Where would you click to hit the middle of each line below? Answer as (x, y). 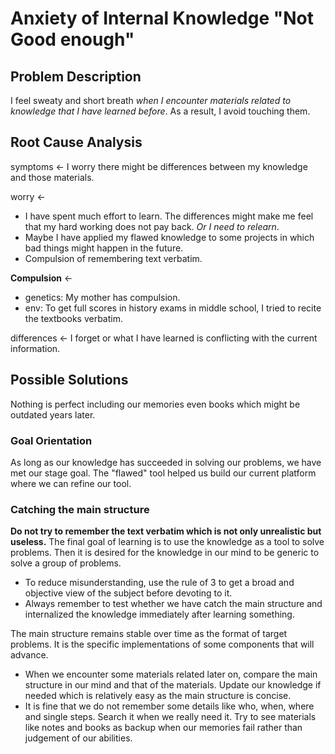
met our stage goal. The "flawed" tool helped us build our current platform (163, 473)
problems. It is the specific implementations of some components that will (162, 644)
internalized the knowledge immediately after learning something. (159, 614)
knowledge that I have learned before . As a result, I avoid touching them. (160, 111)
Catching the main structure (80, 509)
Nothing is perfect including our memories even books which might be (155, 404)
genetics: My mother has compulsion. (102, 297)
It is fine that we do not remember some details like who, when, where (169, 706)
